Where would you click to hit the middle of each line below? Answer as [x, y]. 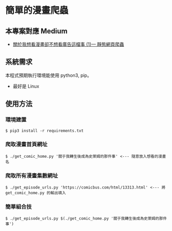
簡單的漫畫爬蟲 [37, 10]
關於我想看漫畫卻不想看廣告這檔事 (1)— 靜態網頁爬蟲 [68, 44]
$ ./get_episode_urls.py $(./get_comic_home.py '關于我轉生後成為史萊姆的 [82, 219]
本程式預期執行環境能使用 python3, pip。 [49, 75]
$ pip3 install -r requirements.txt [44, 131]
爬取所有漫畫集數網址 [32, 176]
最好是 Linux [26, 86]
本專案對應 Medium [36, 31]
